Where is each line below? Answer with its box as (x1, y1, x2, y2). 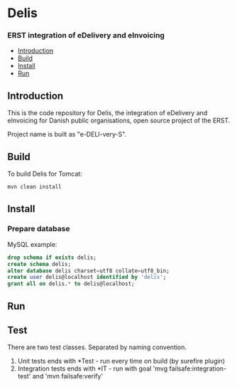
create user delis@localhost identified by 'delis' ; (7, 274, 167, 281)
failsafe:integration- (169, 364, 227, 373)
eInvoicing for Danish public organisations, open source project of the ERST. (7, 116, 231, 125)
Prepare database (7, 224, 70, 234)
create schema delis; (7, 260, 72, 267)
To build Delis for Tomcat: (7, 169, 83, 179)
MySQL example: (7, 240, 57, 248)
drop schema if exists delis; (7, 254, 97, 261)
